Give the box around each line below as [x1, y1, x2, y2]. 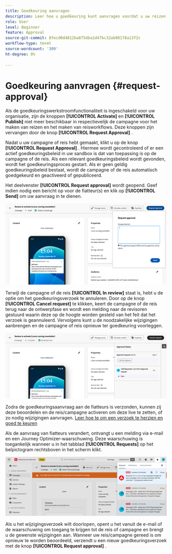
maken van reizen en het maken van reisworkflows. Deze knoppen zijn [5, 124, 154, 131]
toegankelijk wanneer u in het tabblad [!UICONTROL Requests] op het [5, 441, 154, 447]
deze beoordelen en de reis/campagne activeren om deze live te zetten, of [5, 409, 163, 415]
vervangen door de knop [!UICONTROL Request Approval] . [5, 130, 133, 136]
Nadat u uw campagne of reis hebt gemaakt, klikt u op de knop [5, 139, 138, 146]
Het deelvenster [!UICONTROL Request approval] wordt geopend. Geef [5, 182, 158, 189]
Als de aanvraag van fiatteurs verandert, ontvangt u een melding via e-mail [5, 430, 163, 436]
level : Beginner [5, 25, 40, 30]
